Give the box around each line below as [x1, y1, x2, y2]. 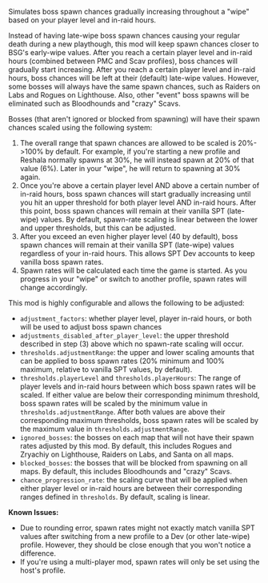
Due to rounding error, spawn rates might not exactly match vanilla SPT [19, 523, 255, 533]
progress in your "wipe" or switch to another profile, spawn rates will [19, 274, 247, 283]
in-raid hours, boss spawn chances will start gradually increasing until [19, 190, 251, 198]
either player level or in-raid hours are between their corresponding [19, 484, 242, 493]
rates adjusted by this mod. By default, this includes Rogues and [19, 441, 232, 450]
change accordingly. [19, 283, 88, 292]
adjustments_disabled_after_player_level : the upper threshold [19, 331, 230, 340]
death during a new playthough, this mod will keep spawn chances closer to [8, 39, 259, 49]
